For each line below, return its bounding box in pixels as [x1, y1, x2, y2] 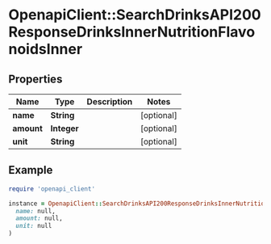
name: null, [15, 207, 56, 215]
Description [86, 96, 133, 107]
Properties [8, 72, 63, 86]
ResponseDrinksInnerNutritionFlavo [8, 23, 256, 41]
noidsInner [8, 40, 83, 58]
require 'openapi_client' [8, 184, 95, 193]
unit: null [15, 222, 52, 230]
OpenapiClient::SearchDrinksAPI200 [8, 6, 261, 24]
